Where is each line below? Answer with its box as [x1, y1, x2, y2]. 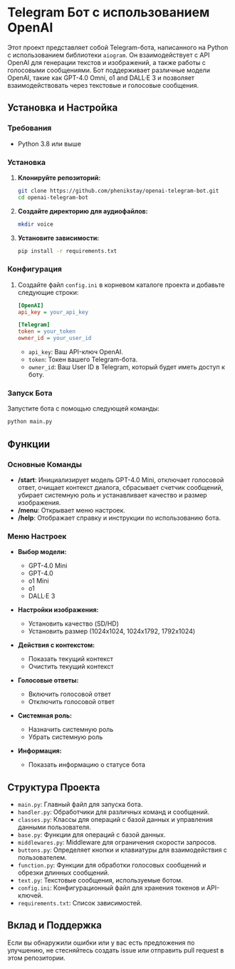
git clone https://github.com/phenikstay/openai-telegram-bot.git [17, 187, 219, 194]
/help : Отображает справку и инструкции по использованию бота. [17, 513, 221, 522]
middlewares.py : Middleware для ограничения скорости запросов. [17, 838, 217, 847]
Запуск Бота [7, 388, 53, 398]
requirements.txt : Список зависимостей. [17, 899, 142, 908]
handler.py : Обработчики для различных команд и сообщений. [17, 808, 210, 816]
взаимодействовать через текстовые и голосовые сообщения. [7, 81, 199, 89]
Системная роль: [17, 711, 73, 720]
